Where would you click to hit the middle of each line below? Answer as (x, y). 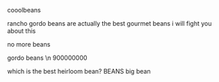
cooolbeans (24, 10)
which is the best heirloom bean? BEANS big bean (79, 71)
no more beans (29, 44)
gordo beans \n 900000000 (47, 58)
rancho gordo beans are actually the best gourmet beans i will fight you (109, 23)
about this (22, 31)
